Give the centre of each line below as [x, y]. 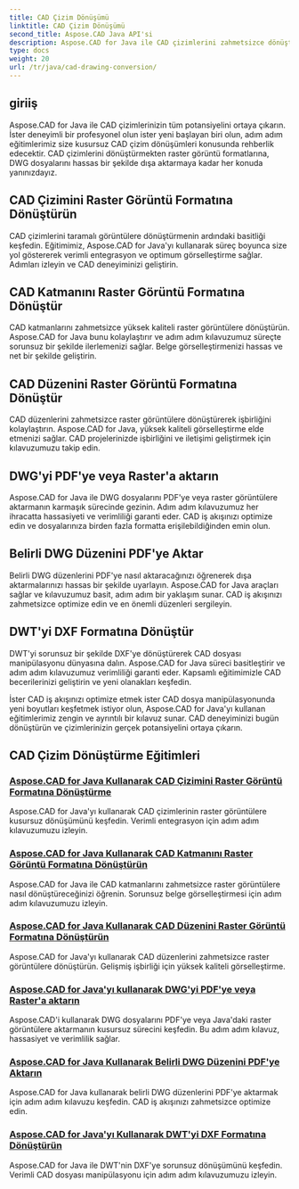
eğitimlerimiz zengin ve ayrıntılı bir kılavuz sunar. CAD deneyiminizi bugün [144, 718]
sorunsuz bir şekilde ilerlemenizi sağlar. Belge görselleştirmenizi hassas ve [146, 347]
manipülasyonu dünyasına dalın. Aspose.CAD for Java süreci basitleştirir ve [147, 663]
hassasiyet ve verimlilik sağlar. [65, 1039]
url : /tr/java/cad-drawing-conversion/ [83, 68]
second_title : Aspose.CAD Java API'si [81, 34]
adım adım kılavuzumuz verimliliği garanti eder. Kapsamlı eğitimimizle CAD [145, 672]
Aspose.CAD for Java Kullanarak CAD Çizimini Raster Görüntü [146, 780]
